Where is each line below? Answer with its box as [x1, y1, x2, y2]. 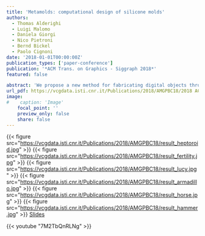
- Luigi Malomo [12, 26, 51, 32]
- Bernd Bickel [12, 43, 51, 49]
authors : [6, 15, 29, 21]
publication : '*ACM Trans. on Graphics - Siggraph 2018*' [6, 65, 157, 72]
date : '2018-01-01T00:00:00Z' [6, 54, 84, 60]
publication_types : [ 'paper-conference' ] [6, 60, 113, 66]
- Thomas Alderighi [12, 20, 62, 26]
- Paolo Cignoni [12, 49, 53, 55]
